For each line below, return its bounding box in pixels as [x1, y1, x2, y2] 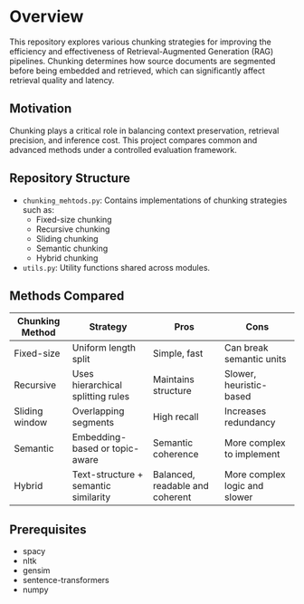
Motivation [9, 101, 72, 117]
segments [71, 417, 115, 429]
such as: [22, 204, 54, 215]
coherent [152, 491, 192, 503]
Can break [224, 341, 269, 354]
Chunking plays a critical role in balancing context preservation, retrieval [9, 125, 280, 136]
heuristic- [224, 379, 268, 391]
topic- [111, 442, 140, 455]
